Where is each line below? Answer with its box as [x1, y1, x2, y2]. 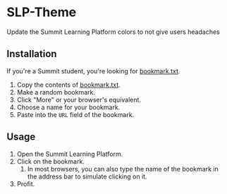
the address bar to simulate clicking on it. [27, 172, 147, 181]
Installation [6, 48, 57, 60]
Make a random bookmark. [16, 87, 96, 96]
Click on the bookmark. [16, 157, 85, 166]
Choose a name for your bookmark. [16, 103, 121, 111]
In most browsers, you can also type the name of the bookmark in [27, 164, 219, 173]
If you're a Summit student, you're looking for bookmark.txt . [6, 66, 180, 75]
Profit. [16, 179, 35, 188]
